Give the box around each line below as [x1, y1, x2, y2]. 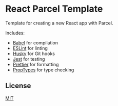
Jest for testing [12, 56, 45, 62]
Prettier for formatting [12, 61, 59, 67]
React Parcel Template [5, 3, 103, 15]
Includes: [5, 30, 25, 36]
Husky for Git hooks [12, 50, 55, 57]
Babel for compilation [12, 39, 58, 46]
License [5, 82, 31, 90]
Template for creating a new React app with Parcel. [5, 20, 113, 26]
